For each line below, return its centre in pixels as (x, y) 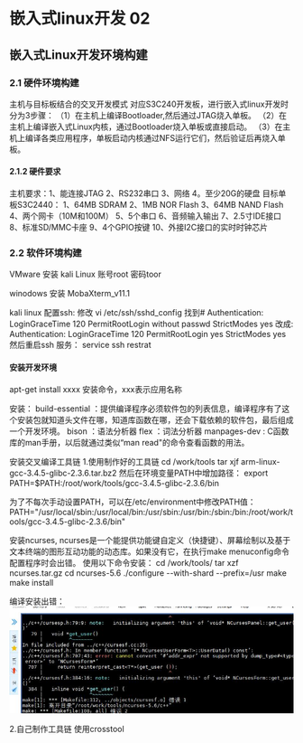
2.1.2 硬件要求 (35, 172)
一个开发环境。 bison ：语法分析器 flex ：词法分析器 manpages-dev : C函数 (149, 431)
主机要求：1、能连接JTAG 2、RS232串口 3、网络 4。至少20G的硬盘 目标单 (148, 193)
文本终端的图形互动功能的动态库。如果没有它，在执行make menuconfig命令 (150, 551)
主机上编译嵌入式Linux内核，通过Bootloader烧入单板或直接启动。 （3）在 (146, 127)
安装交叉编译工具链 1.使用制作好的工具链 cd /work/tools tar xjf (124, 461)
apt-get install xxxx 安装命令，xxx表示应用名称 (96, 389)
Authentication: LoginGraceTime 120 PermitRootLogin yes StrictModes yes (148, 334)
